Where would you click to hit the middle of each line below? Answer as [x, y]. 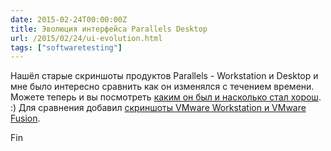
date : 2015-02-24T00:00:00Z [69, 19]
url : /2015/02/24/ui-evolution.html [86, 38]
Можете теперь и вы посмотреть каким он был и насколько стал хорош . [166, 97]
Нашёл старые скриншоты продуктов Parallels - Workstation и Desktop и [164, 76]
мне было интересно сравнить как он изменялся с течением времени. [162, 87]
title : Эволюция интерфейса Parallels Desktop [109, 29]
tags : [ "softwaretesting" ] [66, 47]
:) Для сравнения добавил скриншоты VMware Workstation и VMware [158, 108]
